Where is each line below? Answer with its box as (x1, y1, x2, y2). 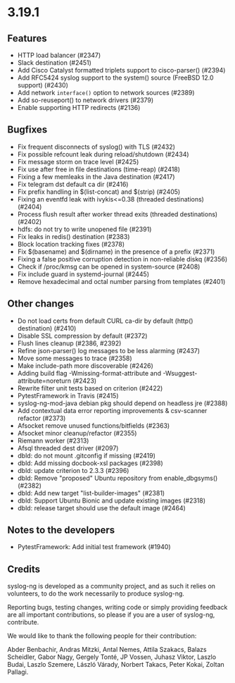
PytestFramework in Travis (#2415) (17, 391, 119, 400)
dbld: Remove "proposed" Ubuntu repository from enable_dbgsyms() (17, 474, 218, 482)
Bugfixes (7, 124, 48, 136)
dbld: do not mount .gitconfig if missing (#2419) (17, 451, 156, 460)
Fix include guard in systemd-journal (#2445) (17, 269, 150, 278)
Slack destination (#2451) (17, 59, 91, 67)
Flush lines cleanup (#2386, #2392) (17, 339, 122, 347)
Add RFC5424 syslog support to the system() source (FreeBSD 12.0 (17, 73, 214, 82)
